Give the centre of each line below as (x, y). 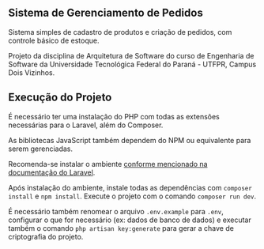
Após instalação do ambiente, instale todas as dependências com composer (130, 187)
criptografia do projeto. (46, 236)
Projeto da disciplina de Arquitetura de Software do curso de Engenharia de (131, 55)
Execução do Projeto (60, 98)
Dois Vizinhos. (32, 72)
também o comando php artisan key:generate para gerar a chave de (121, 228)
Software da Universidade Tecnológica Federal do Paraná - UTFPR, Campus (132, 64)
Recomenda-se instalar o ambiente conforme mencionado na (108, 164)
